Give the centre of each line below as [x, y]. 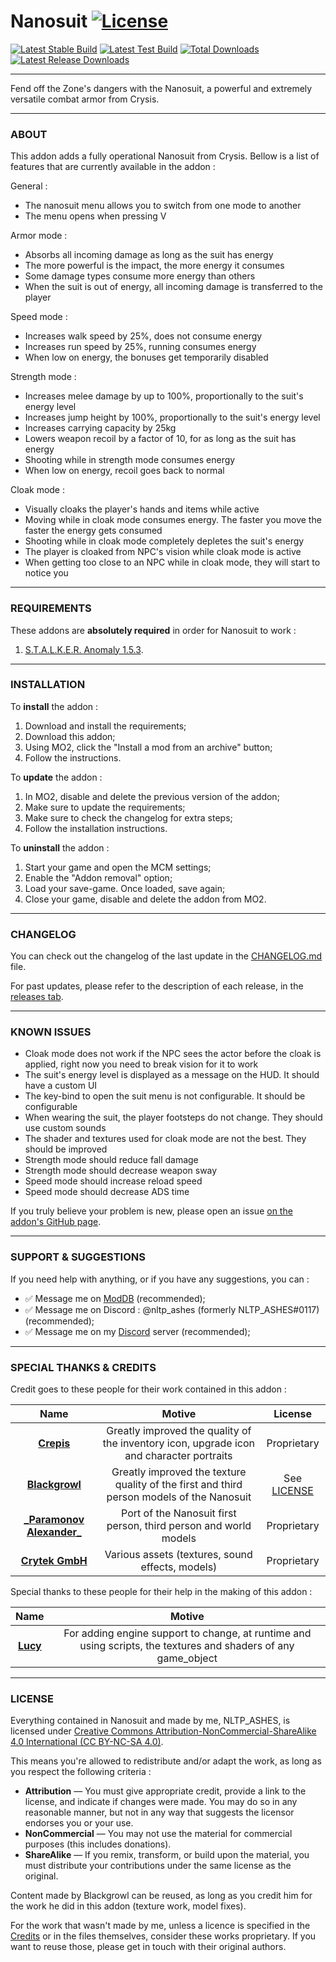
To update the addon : [56, 777]
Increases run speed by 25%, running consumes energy [140, 347]
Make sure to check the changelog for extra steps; [128, 817]
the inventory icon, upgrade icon [179, 1443]
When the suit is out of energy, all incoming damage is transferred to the [173, 287]
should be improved [66, 1149]
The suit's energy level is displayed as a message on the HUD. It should [172, 1075]
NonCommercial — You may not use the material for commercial [158, 1834]
